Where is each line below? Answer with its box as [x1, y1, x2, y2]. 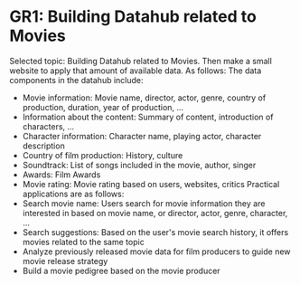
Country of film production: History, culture [22, 149, 183, 160]
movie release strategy [22, 255, 108, 266]
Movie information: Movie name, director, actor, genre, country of [22, 92, 267, 103]
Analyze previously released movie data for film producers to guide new [22, 246, 291, 257]
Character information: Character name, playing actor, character [22, 130, 262, 141]
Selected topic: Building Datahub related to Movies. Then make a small [9, 55, 273, 66]
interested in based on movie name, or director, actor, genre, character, [22, 207, 288, 218]
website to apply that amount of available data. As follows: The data [9, 65, 262, 76]
